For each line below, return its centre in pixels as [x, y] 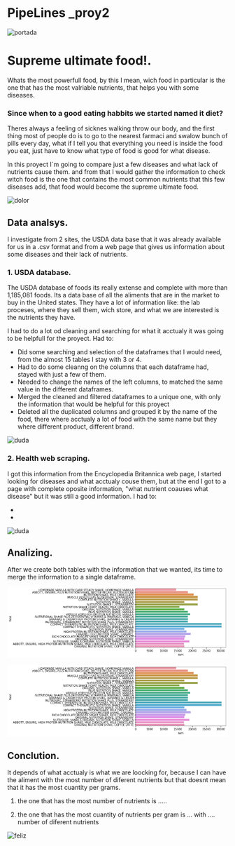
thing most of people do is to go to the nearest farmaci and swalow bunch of [117, 136]
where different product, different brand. [76, 427]
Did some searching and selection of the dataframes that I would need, [120, 352]
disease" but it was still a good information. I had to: [82, 496]
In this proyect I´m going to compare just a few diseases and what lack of [113, 164]
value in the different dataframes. [65, 389]
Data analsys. [38, 222]
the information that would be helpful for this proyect [93, 404]
